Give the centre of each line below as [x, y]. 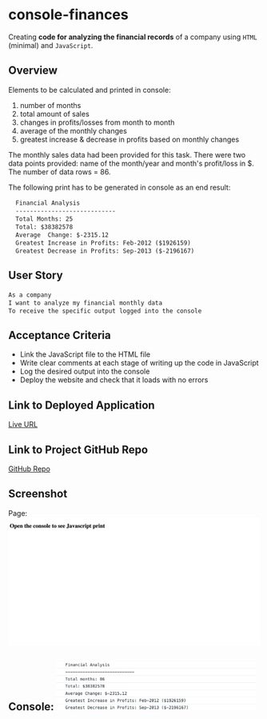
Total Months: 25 [44, 219]
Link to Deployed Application [82, 405]
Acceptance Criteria [60, 335]
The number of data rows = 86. [60, 172]
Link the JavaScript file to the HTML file [85, 354]
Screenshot [38, 494]
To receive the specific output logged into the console [105, 311]
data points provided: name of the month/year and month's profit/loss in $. [131, 163]
